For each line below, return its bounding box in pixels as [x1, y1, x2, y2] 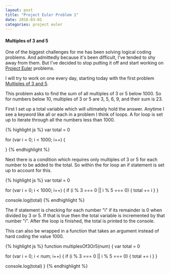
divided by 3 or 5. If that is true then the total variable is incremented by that [5, 213, 165, 219]
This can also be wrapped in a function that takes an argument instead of [5, 228, 159, 234]
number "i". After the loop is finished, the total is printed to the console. [5, 218, 155, 224]
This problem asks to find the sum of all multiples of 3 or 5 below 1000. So [5, 91, 162, 97]
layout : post [5, 7, 33, 13]
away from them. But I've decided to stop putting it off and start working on [5, 60, 164, 66]
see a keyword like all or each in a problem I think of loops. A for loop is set [5, 111, 163, 118]
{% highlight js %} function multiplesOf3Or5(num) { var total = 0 [5, 243, 140, 249]
